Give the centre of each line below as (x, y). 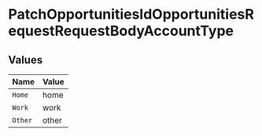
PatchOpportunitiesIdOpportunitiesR (131, 14)
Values (26, 60)
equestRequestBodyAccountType (121, 31)
